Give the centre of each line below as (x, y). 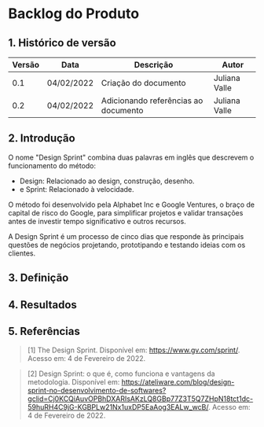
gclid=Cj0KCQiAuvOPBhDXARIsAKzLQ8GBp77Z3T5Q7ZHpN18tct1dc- (140, 399)
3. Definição (38, 278)
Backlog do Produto (74, 14)
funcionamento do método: (52, 165)
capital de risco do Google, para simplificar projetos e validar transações (126, 212)
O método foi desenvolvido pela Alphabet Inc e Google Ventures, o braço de (132, 204)
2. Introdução (42, 138)
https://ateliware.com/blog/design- (178, 382)
